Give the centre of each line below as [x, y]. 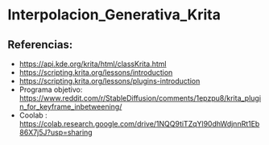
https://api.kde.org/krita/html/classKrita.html [93, 64]
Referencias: [40, 45]
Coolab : [33, 115]
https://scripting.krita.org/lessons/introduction [96, 72]
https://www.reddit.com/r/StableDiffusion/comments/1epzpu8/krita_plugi [140, 98]
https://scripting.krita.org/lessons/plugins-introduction [110, 81]
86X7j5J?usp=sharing [56, 132]
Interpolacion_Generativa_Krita [114, 15]
